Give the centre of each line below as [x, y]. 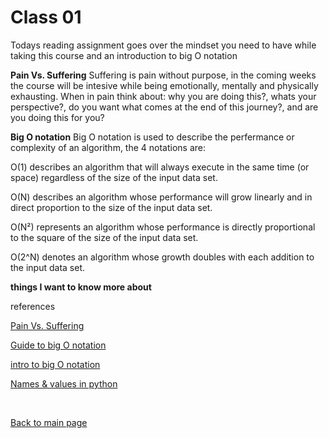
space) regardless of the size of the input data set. [114, 177]
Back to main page [49, 422]
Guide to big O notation [58, 345]
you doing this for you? [57, 117]
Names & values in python [64, 383]
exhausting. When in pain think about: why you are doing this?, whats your [163, 96]
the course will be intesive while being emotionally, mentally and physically [164, 85]
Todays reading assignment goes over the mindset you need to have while [163, 45]
